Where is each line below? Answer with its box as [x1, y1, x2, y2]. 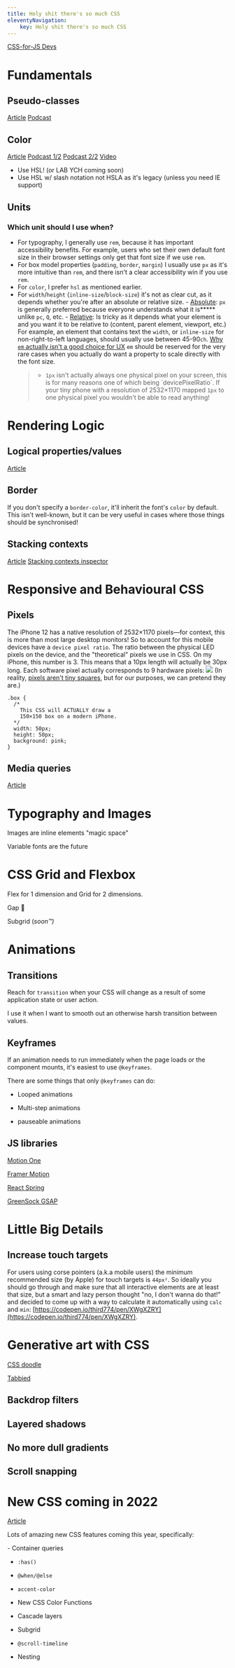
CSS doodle [7, 1360, 42, 1369]
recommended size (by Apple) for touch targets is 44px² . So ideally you [7, 1275, 212, 1283]
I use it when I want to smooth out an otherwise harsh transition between [7, 1009, 218, 1018]
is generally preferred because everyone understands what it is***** [17, 305, 215, 313]
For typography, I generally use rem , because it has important [17, 238, 194, 246]
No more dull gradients [7, 1442, 109, 1454]
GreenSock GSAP [7, 1196, 58, 1205]
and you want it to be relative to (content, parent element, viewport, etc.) [17, 320, 227, 328]
